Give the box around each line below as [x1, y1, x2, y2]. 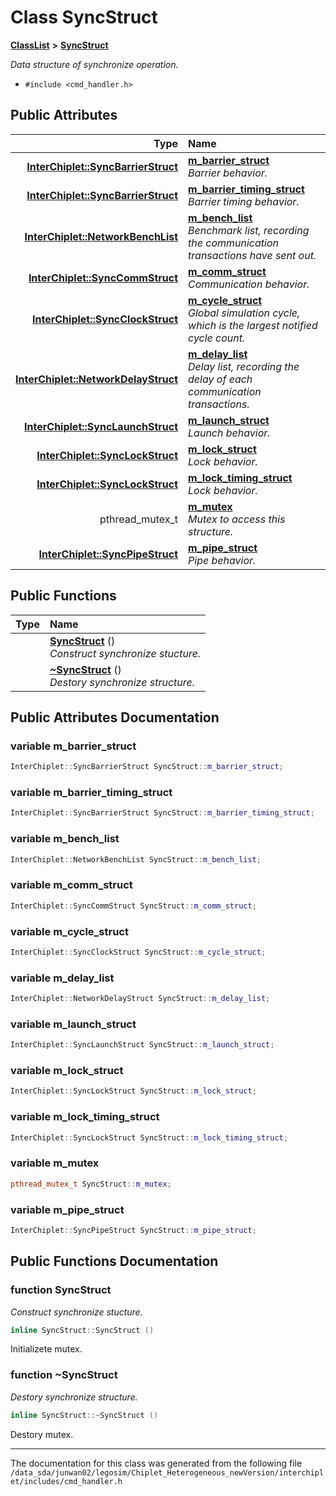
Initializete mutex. [10, 1343, 83, 1355]
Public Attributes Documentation [10, 709, 220, 726]
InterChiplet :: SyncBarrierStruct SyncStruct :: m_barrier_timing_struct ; [10, 808, 315, 818]
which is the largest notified [188, 318, 318, 332]
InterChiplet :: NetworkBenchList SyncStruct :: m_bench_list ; [10, 854, 262, 865]
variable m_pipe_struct [10, 1202, 125, 1216]
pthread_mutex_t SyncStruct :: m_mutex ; [10, 1179, 172, 1189]
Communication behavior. [188, 277, 310, 291]
